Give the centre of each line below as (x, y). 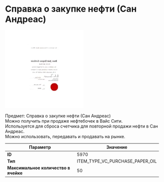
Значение (117, 147)
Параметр (40, 147)
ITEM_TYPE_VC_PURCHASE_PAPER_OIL (117, 161)
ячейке (15, 173)
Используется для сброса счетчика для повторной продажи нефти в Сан (82, 126)
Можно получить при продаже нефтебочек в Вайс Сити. (64, 121)
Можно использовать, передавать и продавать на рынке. (65, 136)
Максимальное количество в (39, 168)
